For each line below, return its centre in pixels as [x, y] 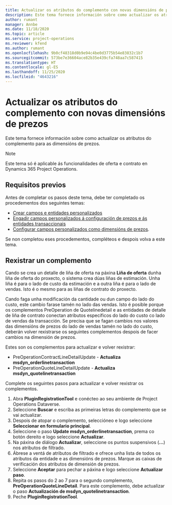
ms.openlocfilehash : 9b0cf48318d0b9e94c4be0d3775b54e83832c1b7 [74, 53]
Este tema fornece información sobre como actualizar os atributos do [79, 138]
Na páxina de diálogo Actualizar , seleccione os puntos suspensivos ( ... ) [89, 442]
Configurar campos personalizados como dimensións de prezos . [81, 229]
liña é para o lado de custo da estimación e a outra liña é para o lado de [81, 284]
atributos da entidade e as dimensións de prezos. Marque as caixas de [87, 459]
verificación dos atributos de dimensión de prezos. [66, 464]
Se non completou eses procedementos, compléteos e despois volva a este [85, 239]
